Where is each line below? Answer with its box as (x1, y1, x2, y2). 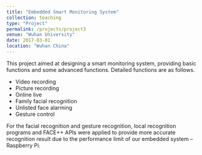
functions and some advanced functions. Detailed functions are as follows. (6, 66, 195, 73)
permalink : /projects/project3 (6, 26, 86, 32)
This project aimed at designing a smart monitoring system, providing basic (6, 59, 196, 67)
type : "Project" (6, 20, 48, 26)
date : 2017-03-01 (6, 37, 51, 43)
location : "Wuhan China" (6, 43, 70, 49)
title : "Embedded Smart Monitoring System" (6, 9, 119, 15)
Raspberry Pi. (6, 142, 41, 149)
